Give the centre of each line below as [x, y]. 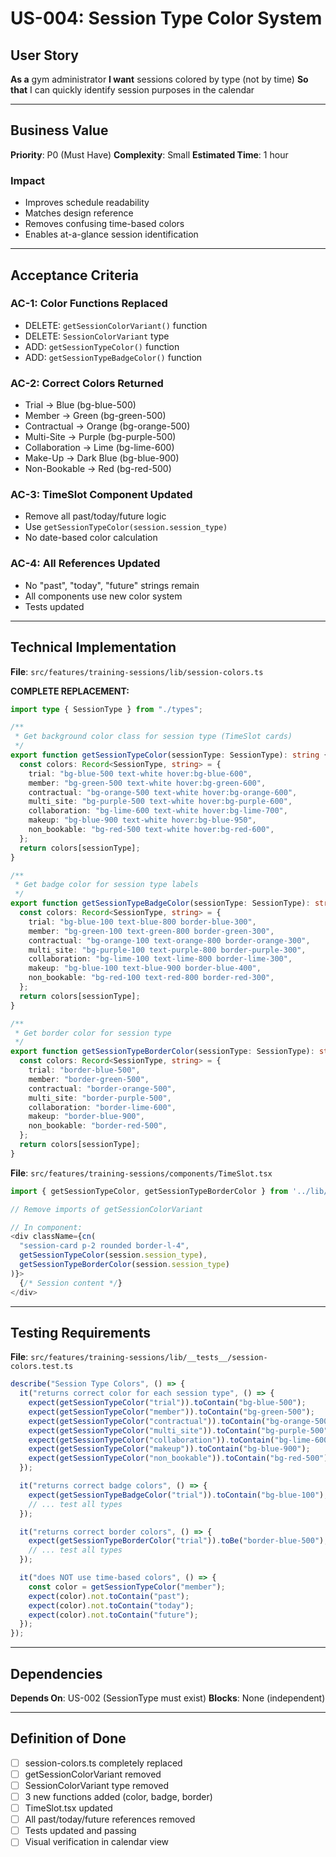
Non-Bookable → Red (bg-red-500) [98, 469]
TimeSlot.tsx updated [68, 1808]
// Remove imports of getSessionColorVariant [106, 1209]
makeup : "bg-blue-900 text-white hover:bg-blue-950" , [142, 820]
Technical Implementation [93, 647]
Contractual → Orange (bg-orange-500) [107, 426]
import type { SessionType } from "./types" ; [106, 709]
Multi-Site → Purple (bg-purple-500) [100, 437]
